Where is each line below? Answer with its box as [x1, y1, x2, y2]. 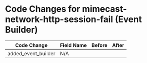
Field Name [60, 42, 87, 48]
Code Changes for [5, 3, 80, 15]
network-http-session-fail [5, 14, 113, 25]
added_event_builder [7, 50, 55, 57]
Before [92, 42, 108, 48]
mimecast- [82, 3, 128, 15]
